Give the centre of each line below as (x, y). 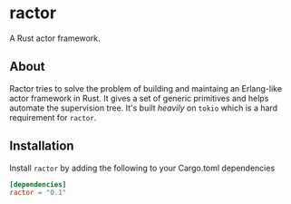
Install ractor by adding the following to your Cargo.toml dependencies (142, 168)
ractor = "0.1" (38, 193)
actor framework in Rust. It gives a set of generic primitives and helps (139, 98)
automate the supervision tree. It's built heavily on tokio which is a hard (144, 108)
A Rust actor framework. (55, 38)
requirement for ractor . (53, 117)
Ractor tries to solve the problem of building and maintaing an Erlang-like (146, 88)
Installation (42, 146)
